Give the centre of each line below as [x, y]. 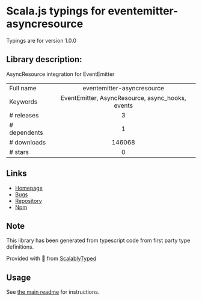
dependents [26, 132]
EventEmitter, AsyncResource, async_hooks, [123, 98]
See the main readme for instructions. [53, 292]
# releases [24, 115]
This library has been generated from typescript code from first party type [98, 240]
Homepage [29, 188]
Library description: [44, 59]
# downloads [28, 142]
